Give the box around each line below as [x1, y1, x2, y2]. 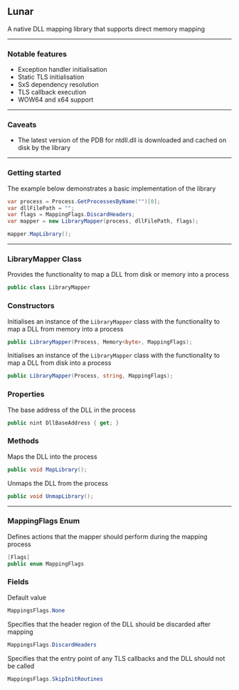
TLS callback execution [17, 88, 87, 97]
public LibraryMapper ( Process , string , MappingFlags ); [7, 373, 174, 380]
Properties [7, 389, 45, 399]
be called [7, 662, 35, 670]
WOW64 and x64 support [17, 95, 94, 104]
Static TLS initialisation [17, 73, 85, 81]
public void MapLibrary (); [7, 466, 87, 473]
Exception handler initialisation [17, 65, 108, 74]
